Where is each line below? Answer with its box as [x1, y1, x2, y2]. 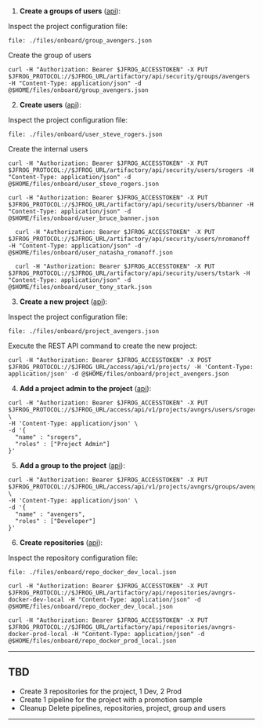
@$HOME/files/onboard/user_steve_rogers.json [8, 180, 159, 188]
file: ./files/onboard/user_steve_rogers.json [8, 130, 163, 138]
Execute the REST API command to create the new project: [8, 341, 198, 350]
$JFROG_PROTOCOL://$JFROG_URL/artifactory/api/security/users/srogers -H [8, 166, 254, 174]
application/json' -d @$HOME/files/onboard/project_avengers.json [8, 370, 229, 378]
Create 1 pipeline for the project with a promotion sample [19, 694, 203, 704]
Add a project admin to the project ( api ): [19, 384, 152, 393]
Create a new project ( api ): [19, 297, 108, 306]
